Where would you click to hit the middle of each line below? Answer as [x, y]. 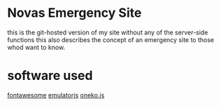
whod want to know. [36, 47]
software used [50, 76]
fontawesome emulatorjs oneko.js [56, 95]
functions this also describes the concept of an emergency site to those [111, 39]
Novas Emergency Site [74, 13]
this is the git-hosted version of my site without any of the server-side [108, 32]
